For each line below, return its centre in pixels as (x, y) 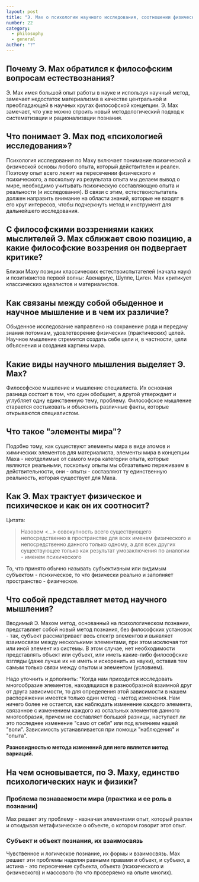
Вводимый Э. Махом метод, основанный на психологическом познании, (98, 623)
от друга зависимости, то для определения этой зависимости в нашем (96, 692)
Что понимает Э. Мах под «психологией (84, 136)
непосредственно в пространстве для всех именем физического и (106, 538)
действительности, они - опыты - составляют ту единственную (87, 471)
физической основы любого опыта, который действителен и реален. (93, 167)
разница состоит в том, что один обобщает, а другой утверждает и (91, 394)
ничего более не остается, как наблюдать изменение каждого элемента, (99, 704)
